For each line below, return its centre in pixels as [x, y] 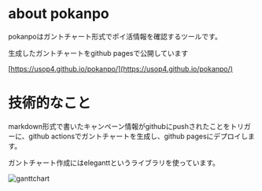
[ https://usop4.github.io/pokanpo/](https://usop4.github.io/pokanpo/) [121, 68]
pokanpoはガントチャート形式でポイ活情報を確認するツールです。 [115, 36]
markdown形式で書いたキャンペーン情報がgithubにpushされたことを [119, 126]
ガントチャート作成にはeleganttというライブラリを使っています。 [114, 163]
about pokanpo [59, 14]
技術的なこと [50, 103]
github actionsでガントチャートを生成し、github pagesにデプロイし [138, 136]
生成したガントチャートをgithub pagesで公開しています [98, 53]
